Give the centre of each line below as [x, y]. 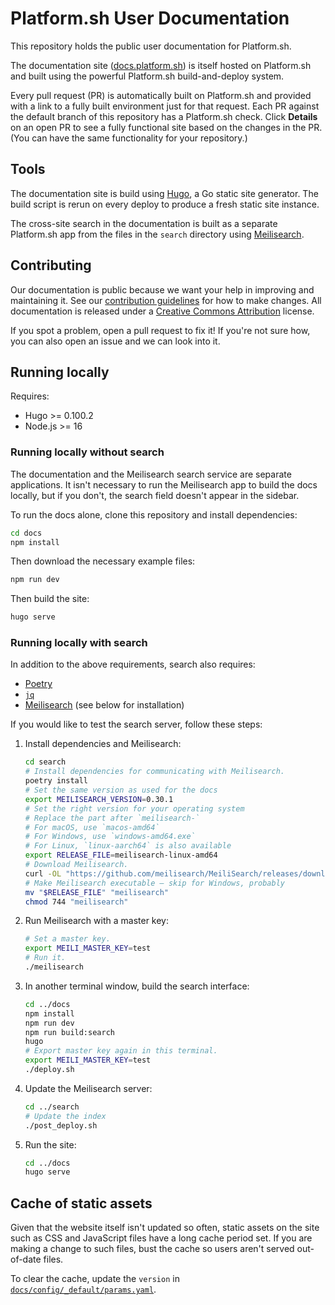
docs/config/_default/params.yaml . [83, 1289]
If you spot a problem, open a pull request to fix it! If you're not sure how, [160, 330]
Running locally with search [79, 643]
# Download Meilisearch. [76, 865]
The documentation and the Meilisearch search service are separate [151, 474]
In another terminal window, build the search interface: [137, 986]
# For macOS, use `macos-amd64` [92, 827]
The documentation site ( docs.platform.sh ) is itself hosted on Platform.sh [161, 65]
